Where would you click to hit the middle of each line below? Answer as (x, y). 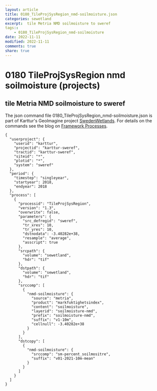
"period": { (22, 173)
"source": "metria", (52, 298)
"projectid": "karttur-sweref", (47, 148)
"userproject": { (27, 139)
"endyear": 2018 (31, 186)
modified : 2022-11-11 (27, 42)
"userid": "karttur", (36, 143)
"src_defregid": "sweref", (50, 221)
